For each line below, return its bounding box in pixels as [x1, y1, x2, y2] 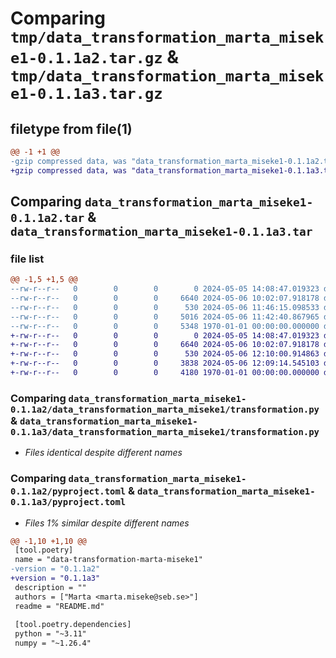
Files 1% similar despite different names [24, 517, 190, 529]
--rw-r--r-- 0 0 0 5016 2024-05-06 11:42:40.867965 [10, 312, 320, 322]
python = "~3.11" [14, 629, 87, 639]
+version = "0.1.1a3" [10, 573, 101, 584]
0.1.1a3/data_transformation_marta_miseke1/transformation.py [10, 426, 320, 437]
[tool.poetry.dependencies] [14, 620, 132, 630]
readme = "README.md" [14, 601, 105, 611]
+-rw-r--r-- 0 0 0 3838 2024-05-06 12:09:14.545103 [10, 358, 320, 369]
